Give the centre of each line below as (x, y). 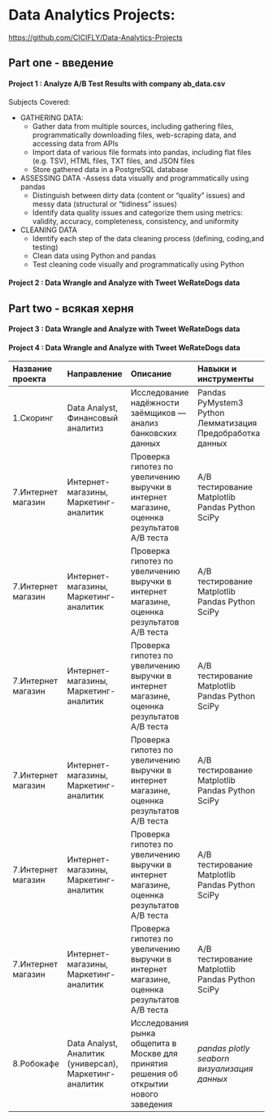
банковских (154, 434)
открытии (149, 1084)
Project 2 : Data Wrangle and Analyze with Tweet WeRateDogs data (124, 283)
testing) (45, 247)
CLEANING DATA (48, 230)
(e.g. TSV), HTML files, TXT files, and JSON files (113, 161)
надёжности (155, 403)
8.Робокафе (36, 1064)
